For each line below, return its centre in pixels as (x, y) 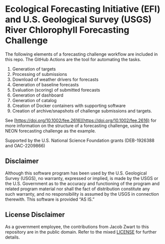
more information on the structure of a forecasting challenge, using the (77, 125)
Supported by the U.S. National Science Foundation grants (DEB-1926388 (80, 140)
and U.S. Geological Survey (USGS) (78, 19)
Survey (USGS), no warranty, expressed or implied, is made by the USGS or (82, 178)
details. (13, 237)
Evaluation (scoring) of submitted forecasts (56, 90)
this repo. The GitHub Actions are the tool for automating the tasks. (73, 59)
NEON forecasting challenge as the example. (50, 131)
